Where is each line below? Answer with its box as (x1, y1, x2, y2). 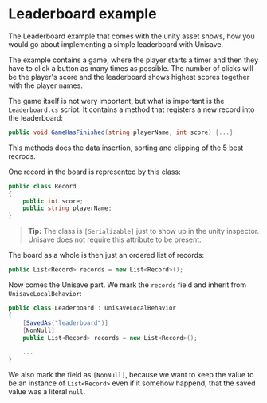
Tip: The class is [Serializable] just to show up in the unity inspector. (27, 227, 260, 236)
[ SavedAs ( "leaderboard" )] (22, 318, 109, 327)
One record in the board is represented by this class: (8, 167, 181, 176)
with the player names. (8, 81, 84, 90)
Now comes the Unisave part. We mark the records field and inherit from (8, 280, 247, 290)
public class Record (8, 182, 77, 190)
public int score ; (22, 197, 84, 205)
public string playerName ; (22, 204, 112, 212)
